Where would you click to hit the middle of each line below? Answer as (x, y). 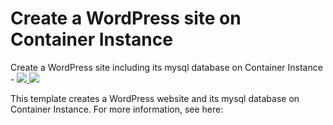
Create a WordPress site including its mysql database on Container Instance (166, 67)
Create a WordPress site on (126, 18)
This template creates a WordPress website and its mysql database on (155, 98)
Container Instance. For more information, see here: (117, 109)
